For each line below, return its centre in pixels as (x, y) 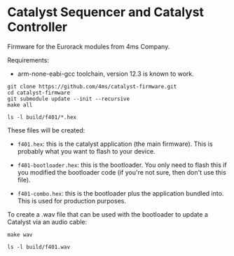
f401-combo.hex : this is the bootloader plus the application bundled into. (121, 193)
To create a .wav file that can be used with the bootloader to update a (108, 214)
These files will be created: (46, 130)
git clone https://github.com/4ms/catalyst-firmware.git (92, 86)
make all (20, 105)
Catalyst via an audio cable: (47, 222)
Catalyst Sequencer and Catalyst (106, 12)
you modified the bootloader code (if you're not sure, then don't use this (122, 172)
